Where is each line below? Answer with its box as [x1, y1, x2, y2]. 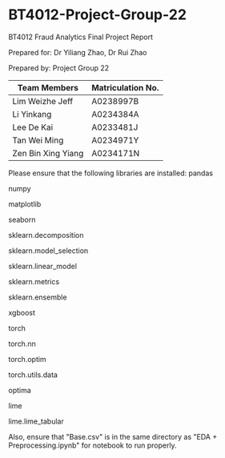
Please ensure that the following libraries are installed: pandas [8, 168, 214, 178]
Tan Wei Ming [12, 135, 64, 146]
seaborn [8, 215, 36, 224]
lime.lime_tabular [8, 416, 64, 426]
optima [8, 385, 32, 395]
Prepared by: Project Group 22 [8, 62, 110, 73]
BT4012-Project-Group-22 [8, 6, 187, 24]
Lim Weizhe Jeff [12, 95, 74, 106]
